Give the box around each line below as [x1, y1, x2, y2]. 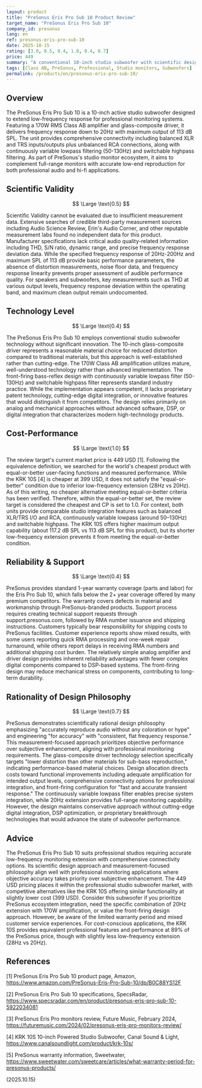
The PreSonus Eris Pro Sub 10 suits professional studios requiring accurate [6, 849, 192, 856]
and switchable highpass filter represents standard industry [25, 378, 173, 386]
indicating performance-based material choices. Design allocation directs [6, 765, 188, 772]
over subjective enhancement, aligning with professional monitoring [6, 745, 174, 752]
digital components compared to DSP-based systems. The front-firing [6, 661, 180, 669]
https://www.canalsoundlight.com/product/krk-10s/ [6, 1039, 133, 1047]
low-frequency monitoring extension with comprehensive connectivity [6, 855, 180, 863]
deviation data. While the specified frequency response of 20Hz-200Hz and [6, 250, 195, 257]
